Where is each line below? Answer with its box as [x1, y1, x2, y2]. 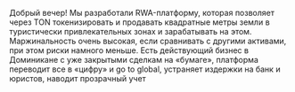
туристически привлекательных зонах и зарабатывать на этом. [9, 27, 252, 36]
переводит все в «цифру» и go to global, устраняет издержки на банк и [9, 64, 281, 74]
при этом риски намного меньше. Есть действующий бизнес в [9, 45, 250, 56]
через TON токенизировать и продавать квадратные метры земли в [9, 17, 270, 27]
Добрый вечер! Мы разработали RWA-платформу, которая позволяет [9, 8, 275, 18]
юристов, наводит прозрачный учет [9, 73, 147, 83]
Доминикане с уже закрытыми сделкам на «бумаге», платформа [9, 55, 258, 65]
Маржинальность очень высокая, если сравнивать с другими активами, [9, 35, 287, 46]
